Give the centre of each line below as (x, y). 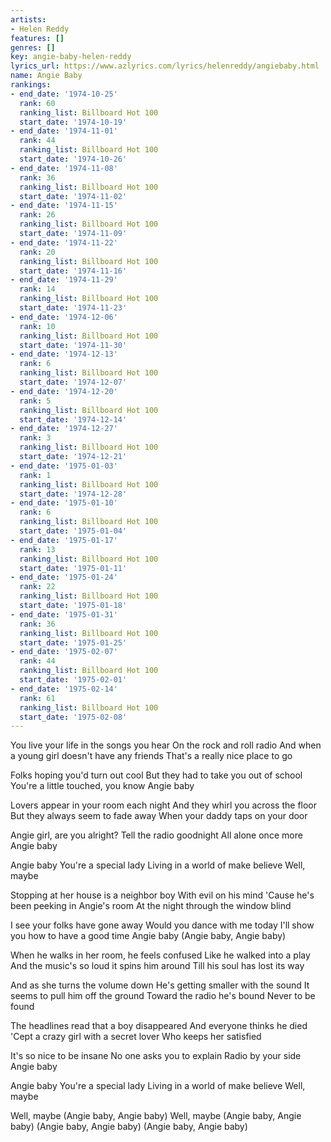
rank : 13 (37, 549)
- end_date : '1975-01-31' (64, 614)
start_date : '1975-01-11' (73, 568)
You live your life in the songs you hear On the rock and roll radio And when (166, 745)
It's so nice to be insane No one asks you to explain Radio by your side (156, 1056)
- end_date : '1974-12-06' (64, 317)
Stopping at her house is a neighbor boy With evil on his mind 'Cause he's (162, 895)
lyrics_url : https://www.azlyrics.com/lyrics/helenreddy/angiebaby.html (165, 66)
